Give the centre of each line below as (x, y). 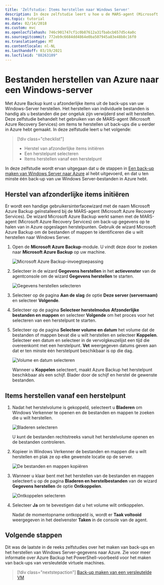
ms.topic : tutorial (25, 19)
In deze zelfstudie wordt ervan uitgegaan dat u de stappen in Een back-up (80, 168)
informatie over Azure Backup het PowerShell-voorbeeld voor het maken (78, 558)
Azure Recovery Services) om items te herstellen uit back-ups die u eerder (80, 124)
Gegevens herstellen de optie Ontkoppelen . (57, 486)
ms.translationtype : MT (29, 42)
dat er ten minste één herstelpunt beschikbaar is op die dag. (72, 351)
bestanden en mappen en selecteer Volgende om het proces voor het (83, 315)
